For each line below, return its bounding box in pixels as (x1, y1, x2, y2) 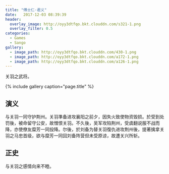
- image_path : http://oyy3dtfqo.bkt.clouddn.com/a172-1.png (10, 54, 139, 60)
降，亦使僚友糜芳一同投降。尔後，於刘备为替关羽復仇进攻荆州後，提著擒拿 (5, 127, 160, 133)
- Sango (10, 40, 26, 45)
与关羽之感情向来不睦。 (5, 163, 54, 169)
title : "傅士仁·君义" (5, 7, 47, 13)
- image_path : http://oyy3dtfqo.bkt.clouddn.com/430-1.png (10, 49, 137, 54)
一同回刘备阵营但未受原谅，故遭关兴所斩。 (53, 133, 142, 139)
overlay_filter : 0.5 (10, 26, 53, 31)
